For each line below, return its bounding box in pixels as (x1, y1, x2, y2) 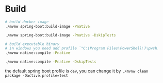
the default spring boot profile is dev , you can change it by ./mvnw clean (5, 68, 149, 74)
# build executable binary (5, 41, 60, 47)
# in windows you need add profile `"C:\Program (5, 46, 105, 51)
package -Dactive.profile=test (5, 73, 68, 78)
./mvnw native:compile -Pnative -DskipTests (5, 59, 97, 64)
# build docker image (5, 19, 49, 24)
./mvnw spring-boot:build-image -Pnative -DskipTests (5, 33, 116, 37)
